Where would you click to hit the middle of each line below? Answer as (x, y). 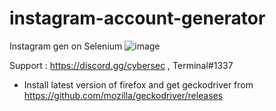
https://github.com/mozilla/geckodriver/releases (123, 95)
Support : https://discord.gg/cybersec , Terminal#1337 (121, 65)
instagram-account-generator (137, 18)
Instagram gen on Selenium (66, 46)
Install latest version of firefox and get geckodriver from (138, 84)
